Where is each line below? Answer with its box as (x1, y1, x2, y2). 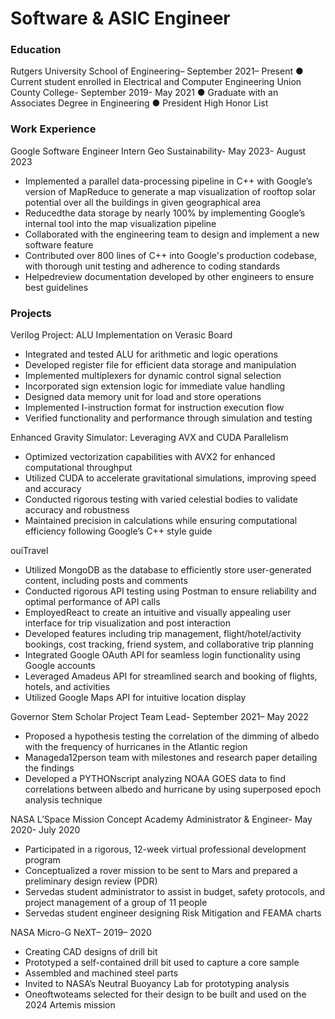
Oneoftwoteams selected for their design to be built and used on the (24, 988, 307, 1001)
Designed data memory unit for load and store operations (24, 391, 262, 403)
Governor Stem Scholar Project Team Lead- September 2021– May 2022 (10, 711, 309, 723)
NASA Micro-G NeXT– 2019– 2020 (10, 927, 152, 939)
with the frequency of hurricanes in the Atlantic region (24, 741, 248, 753)
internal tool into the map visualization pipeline (24, 217, 217, 229)
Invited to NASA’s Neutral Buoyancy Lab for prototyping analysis (24, 978, 290, 990)
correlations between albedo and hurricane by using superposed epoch (24, 783, 322, 796)
